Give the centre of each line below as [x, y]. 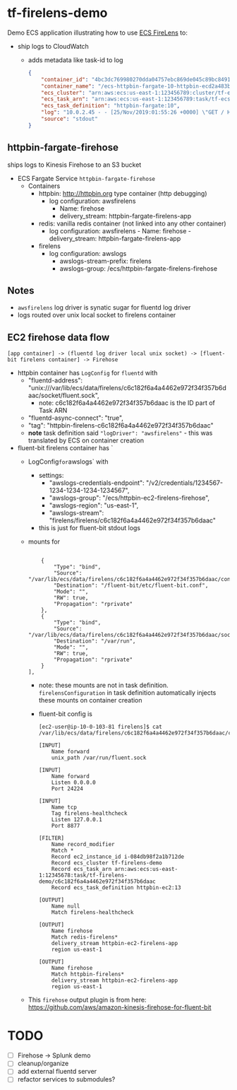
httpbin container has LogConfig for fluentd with [87, 373]
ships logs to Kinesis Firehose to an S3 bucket [74, 165]
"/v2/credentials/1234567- [184, 483]
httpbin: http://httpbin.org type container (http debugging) [123, 193]
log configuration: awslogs [88, 253]
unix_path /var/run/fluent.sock [99, 758]
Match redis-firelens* [85, 937]
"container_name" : [68, 86]
